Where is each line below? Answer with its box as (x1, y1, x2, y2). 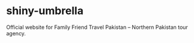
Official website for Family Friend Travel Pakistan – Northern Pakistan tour (6, 24, 189, 31)
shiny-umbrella (6, 4, 84, 18)
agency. (6, 29, 26, 37)
